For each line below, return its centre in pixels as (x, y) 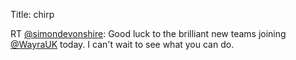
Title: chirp (32, 14)
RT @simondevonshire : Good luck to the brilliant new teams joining (148, 33)
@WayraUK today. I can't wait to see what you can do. (122, 44)
